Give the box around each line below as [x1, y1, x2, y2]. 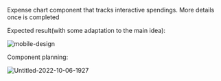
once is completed [7, 13, 60, 21]
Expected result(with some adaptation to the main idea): [7, 27, 166, 34]
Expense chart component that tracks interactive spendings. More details [7, 6, 215, 14]
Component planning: [7, 53, 69, 61]
